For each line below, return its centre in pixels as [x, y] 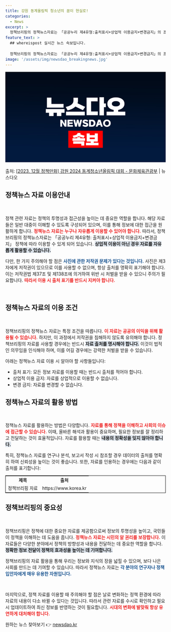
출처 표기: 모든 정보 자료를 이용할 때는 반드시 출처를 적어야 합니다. [78, 372]
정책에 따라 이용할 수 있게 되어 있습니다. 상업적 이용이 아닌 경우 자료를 [84, 244]
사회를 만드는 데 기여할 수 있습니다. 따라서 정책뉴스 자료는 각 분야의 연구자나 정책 [85, 567]
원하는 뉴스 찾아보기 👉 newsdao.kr [41, 624]
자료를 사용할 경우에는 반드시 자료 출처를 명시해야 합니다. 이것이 [90, 344]
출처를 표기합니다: [23, 468]
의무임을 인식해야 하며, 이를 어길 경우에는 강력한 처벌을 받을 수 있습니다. [82, 350]
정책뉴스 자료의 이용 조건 [41, 308]
